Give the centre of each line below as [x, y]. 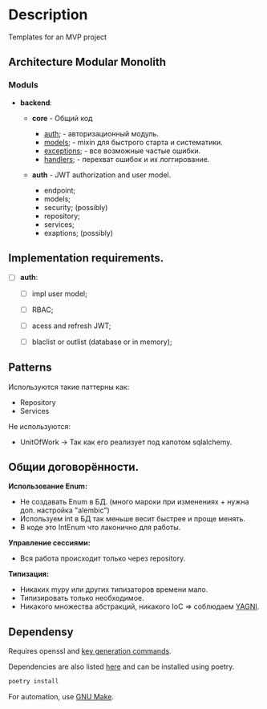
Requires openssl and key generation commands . [90, 651]
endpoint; [60, 190]
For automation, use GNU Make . [61, 697]
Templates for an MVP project [57, 37]
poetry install [34, 682]
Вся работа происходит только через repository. [103, 558]
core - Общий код [62, 118]
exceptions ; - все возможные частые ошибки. [122, 151]
